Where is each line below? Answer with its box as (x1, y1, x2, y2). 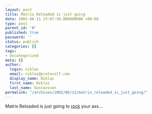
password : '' (5, 35, 32, 40)
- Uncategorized (5, 53, 39, 58)
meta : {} (5, 58, 23, 63)
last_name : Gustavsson (9, 85, 57, 90)
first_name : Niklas (9, 80, 50, 85)
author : (5, 62, 21, 67)
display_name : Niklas (9, 76, 55, 81)
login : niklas (9, 67, 39, 72)
